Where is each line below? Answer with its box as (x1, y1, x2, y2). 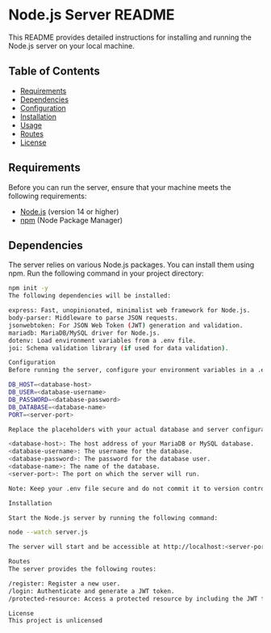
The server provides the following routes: (8, 565, 157, 573)
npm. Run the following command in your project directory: (8, 268, 204, 278)
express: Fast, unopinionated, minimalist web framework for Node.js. (8, 306, 251, 314)
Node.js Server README (8, 6, 175, 24)
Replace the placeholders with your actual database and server (8, 425, 229, 433)
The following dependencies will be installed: (8, 292, 172, 300)
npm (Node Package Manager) (19, 215, 123, 225)
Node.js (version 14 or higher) (19, 206, 119, 216)
